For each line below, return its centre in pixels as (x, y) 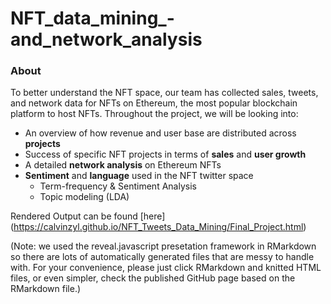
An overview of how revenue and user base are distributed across (160, 133)
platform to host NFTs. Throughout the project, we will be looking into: (154, 114)
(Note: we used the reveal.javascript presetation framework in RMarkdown (163, 246)
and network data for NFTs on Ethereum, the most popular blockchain (154, 103)
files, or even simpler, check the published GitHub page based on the (153, 278)
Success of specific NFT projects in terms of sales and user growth (165, 154)
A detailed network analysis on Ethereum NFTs (123, 165)
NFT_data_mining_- (92, 18)
